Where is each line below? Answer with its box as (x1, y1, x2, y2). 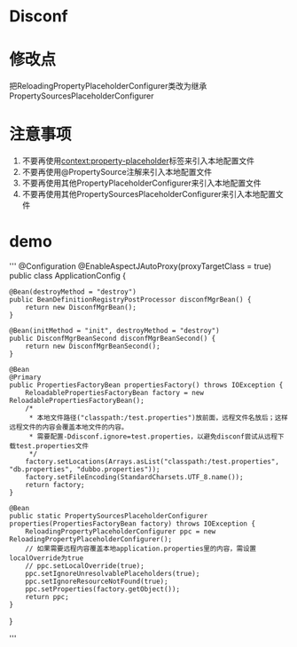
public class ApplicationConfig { (9, 271, 127, 280)
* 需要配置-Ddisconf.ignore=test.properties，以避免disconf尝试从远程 (28, 432, 277, 441)
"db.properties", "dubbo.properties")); (9, 465, 161, 474)
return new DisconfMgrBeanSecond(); (25, 342, 161, 351)
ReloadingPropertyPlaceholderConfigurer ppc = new (25, 527, 216, 536)
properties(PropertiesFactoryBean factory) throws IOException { (9, 519, 255, 528)
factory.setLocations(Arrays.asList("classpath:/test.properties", (25, 457, 279, 466)
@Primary (9, 373, 42, 382)
